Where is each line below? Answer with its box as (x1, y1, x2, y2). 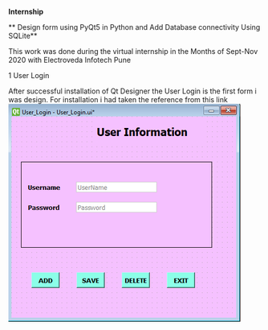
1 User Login (8, 71, 50, 80)
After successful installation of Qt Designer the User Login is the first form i (8, 86, 257, 96)
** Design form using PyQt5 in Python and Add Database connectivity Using (8, 23, 261, 31)
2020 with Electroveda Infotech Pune (8, 56, 131, 64)
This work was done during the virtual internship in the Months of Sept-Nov (8, 47, 258, 56)
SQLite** (8, 31, 38, 40)
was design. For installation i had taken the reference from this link (8, 95, 229, 104)
